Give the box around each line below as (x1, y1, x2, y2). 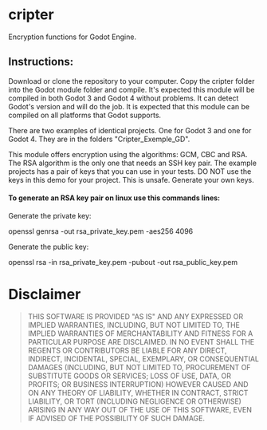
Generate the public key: (8, 242, 89, 251)
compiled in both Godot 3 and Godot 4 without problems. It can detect (8, 93, 239, 103)
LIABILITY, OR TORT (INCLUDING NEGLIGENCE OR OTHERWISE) (27, 396, 241, 406)
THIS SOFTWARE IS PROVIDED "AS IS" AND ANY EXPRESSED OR (27, 311, 244, 321)
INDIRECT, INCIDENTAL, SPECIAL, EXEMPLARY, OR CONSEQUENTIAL (27, 353, 259, 364)
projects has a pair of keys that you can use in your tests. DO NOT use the (8, 166, 252, 176)
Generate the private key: (8, 211, 92, 220)
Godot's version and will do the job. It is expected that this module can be (8, 101, 250, 111)
